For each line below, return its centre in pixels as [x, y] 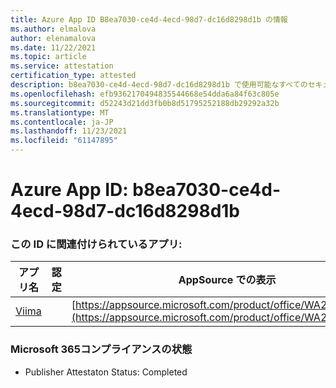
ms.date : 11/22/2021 [53, 47]
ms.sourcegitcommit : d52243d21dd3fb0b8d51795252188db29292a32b [145, 103]
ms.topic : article [48, 57]
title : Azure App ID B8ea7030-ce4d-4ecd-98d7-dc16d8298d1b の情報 [149, 19]
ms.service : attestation [62, 66]
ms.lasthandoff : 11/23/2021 [69, 131]
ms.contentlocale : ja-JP [62, 122]
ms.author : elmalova [53, 29]
